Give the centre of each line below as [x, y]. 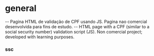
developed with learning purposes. [40, 37]
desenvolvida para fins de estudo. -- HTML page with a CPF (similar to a [77, 26]
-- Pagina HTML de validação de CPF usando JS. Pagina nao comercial [76, 22]
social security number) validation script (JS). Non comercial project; [74, 32]
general [21, 8]
